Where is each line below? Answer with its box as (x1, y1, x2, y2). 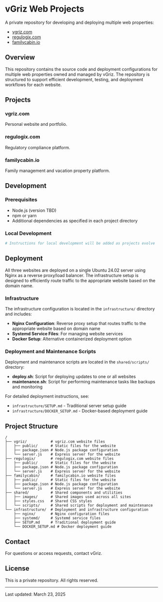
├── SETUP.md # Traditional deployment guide (14, 520, 116, 525)
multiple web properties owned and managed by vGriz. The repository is (5, 71, 150, 77)
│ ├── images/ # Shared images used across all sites (5, 495, 131, 499)
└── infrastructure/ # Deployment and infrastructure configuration (5, 507, 149, 512)
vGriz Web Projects (5, 3, 84, 15)
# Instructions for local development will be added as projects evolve (5, 241, 155, 246)
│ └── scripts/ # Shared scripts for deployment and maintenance (5, 503, 153, 508)
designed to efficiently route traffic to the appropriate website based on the (5, 277, 156, 283)
